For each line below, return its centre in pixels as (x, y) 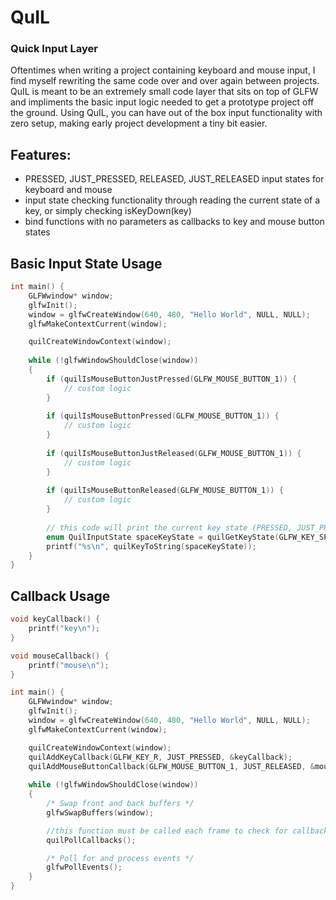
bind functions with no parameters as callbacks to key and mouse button (174, 222)
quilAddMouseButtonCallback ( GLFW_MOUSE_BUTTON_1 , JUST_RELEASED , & (171, 766)
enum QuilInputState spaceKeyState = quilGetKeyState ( (163, 537)
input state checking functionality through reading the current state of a (172, 200)
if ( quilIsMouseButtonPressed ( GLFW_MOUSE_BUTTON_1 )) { (163, 416)
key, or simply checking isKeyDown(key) (108, 211)
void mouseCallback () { (60, 656)
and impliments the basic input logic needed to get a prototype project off (162, 102)
